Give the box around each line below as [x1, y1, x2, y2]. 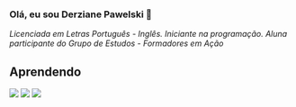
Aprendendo [9, 64, 82, 79]
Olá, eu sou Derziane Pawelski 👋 [9, 8, 153, 21]
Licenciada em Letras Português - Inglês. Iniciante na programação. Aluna [9, 29, 288, 40]
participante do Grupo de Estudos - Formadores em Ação [9, 38, 224, 49]
